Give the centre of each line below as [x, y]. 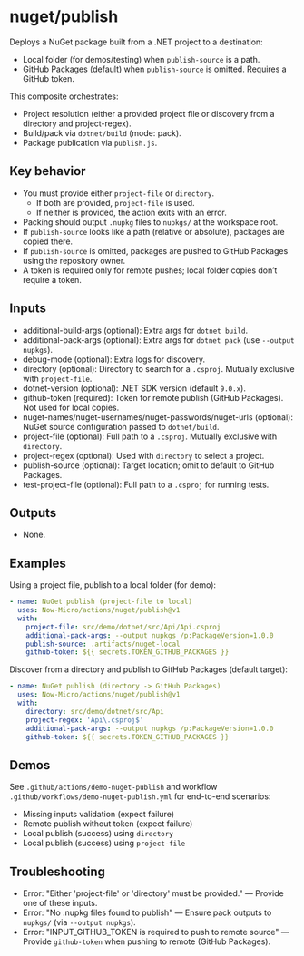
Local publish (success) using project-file [104, 843]
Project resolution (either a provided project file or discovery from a [148, 113]
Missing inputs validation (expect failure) [98, 815]
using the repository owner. [74, 260]
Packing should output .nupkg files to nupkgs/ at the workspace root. [150, 222]
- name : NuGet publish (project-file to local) [101, 602]
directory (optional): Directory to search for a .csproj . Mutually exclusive [158, 368]
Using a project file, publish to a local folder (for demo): [113, 585]
